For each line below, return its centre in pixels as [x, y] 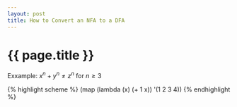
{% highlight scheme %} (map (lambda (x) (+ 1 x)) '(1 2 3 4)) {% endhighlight [119, 89]
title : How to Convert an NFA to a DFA [66, 20]
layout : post [27, 14]
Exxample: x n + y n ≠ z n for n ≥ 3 [54, 75]
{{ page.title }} [51, 55]
